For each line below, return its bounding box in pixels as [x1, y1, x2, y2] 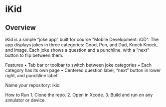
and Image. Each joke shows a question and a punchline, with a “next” [5, 47, 150, 53]
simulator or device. [5, 97, 46, 103]
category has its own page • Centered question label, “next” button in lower [5, 67, 161, 73]
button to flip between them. [5, 52, 64, 58]
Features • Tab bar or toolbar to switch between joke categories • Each [5, 62, 152, 68]
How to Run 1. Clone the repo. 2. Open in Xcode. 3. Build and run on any [5, 92, 153, 98]
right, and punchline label [5, 73, 57, 78]
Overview [5, 23, 36, 32]
